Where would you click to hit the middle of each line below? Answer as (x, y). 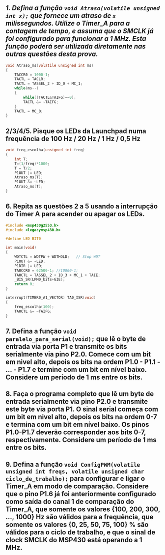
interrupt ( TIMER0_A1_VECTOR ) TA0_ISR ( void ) (51, 298)
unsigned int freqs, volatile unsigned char (75, 471)
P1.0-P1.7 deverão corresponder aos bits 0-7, (76, 432)
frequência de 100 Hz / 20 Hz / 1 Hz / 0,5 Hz (73, 139)
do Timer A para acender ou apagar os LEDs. (75, 214)
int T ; (21, 159)
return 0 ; (25, 284)
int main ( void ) (21, 248)
